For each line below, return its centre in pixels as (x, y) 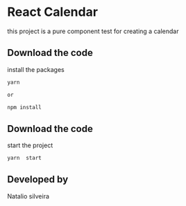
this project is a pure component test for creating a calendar (93, 31)
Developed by (38, 179)
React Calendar (53, 12)
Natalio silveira (28, 196)
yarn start (24, 158)
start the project (30, 145)
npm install (24, 107)
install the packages (36, 69)
